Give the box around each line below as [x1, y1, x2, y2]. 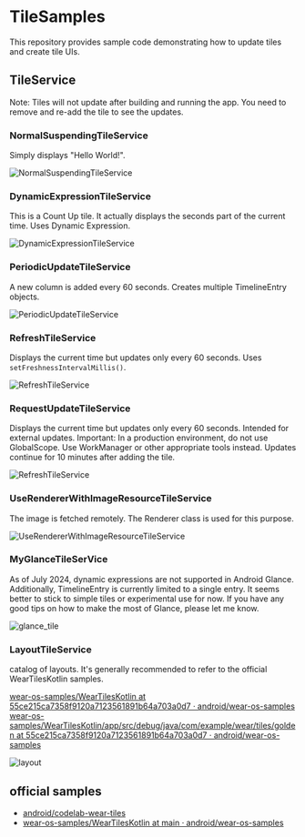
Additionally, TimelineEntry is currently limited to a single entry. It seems [9, 583, 280, 594]
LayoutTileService [9, 643, 93, 656]
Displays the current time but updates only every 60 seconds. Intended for [9, 423, 290, 434]
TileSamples [9, 6, 107, 27]
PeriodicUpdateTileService [9, 261, 131, 274]
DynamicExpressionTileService [9, 189, 152, 202]
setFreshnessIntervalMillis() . [9, 361, 127, 372]
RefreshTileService [9, 331, 97, 344]
